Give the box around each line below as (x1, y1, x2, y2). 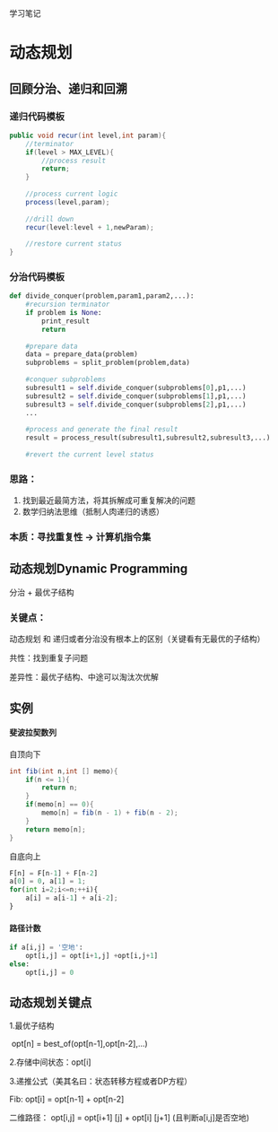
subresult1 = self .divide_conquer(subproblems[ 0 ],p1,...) (25, 383, 247, 392)
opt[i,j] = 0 (25, 968, 74, 977)
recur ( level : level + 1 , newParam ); (25, 222, 154, 231)
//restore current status (25, 239, 123, 248)
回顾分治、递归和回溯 (9, 81, 127, 96)
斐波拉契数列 (9, 727, 56, 738)
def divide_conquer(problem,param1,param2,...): (9, 292, 195, 300)
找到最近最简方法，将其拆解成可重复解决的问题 (22, 495, 195, 506)
